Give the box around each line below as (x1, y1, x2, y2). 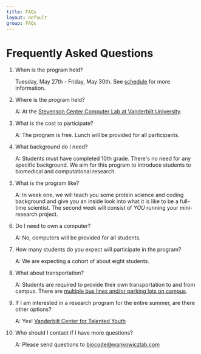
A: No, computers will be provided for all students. (15, 234, 141, 241)
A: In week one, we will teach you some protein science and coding (15, 192, 184, 199)
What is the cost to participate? (15, 119, 94, 127)
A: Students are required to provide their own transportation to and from (15, 281, 196, 289)
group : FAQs (6, 20, 36, 26)
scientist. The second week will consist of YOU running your (27, 204, 179, 212)
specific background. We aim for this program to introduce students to (15, 161, 191, 169)
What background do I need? (15, 143, 88, 150)
